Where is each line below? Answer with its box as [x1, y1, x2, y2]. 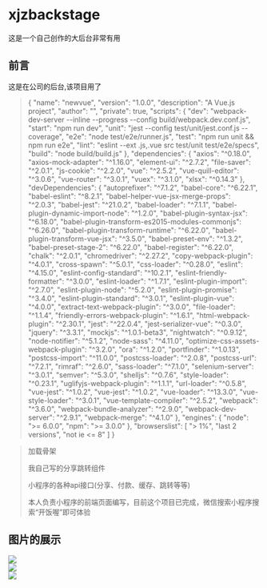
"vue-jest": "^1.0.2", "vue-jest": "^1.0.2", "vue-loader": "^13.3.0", [27, 387, 238, 397]
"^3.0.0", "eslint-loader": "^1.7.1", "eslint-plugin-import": [66, 276, 248, 286]
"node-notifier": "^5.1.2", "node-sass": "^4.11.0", [27, 336, 184, 345]
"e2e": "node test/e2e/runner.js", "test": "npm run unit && [65, 131, 254, 141]
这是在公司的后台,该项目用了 [8, 82, 102, 91]
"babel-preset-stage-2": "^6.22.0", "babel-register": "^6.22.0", [27, 242, 234, 252]
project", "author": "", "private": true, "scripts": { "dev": [27, 106, 209, 115]
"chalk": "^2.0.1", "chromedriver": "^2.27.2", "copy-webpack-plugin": [27, 251, 253, 260]
